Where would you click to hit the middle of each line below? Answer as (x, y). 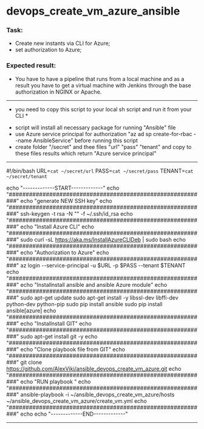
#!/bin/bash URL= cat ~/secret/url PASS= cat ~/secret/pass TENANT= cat (100, 171)
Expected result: (31, 66)
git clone (31, 362)
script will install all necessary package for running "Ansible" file (95, 127)
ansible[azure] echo (31, 311)
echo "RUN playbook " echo (56, 382)
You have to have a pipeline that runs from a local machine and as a (100, 79)
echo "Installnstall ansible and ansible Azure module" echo (94, 284)
